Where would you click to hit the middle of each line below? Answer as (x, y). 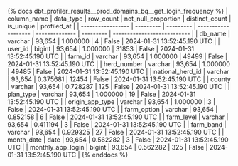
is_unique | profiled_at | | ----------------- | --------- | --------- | (102, 26)
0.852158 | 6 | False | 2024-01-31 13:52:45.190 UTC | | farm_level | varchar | (118, 117)
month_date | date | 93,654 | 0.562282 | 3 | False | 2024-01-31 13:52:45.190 (118, 140)
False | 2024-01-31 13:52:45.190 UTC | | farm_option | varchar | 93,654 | (113, 109)
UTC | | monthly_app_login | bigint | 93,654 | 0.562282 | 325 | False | (108, 147)
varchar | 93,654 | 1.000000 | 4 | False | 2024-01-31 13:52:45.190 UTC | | (114, 41)
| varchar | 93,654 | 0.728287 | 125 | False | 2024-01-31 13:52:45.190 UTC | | (119, 87)
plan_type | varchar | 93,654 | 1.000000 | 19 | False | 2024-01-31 (102, 94)
